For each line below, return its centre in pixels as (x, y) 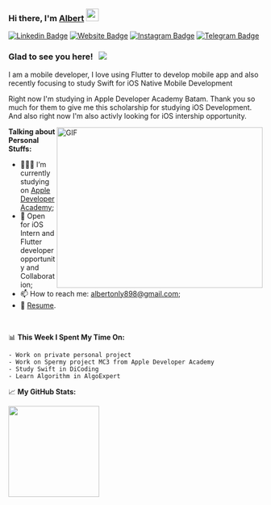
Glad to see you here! (51, 57)
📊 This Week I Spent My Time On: (67, 337)
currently (35, 173)
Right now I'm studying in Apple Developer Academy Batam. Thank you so (132, 99)
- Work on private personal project (70, 355)
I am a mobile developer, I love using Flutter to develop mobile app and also (133, 74)
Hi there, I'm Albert (46, 18)
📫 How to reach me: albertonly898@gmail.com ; (100, 293)
